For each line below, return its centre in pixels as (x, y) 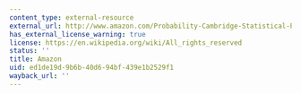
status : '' (30, 51)
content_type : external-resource (72, 17)
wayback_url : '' (39, 76)
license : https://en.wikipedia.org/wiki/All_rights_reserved (126, 43)
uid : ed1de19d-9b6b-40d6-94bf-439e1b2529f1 (92, 68)
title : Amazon (36, 59)
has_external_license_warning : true (77, 34)
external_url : (36, 26)
